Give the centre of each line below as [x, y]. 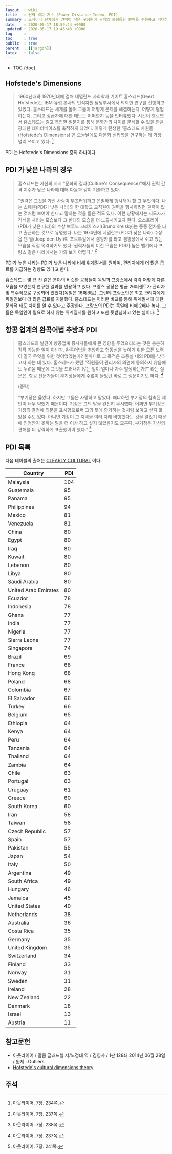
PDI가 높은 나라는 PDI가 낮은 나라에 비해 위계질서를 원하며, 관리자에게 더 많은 [82, 263]
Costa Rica [21, 931]
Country [33, 473]
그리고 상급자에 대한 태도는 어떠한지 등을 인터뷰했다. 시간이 [92, 116]
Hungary [18, 889]
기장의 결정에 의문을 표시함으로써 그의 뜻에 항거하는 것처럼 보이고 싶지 [88, 410]
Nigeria [17, 632]
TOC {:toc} [24, 68]
